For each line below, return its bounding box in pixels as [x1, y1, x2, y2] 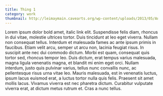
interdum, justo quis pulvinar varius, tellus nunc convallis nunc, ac [5, 65, 137, 71]
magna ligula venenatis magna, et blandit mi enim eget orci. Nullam [5, 60, 139, 66]
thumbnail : [5, 16, 27, 21]
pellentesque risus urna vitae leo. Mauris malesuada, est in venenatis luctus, [5, 70, 158, 76]
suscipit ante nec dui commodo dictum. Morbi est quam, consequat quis [5, 50, 149, 55]
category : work [5, 12, 36, 16]
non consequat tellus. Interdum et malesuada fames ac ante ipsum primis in [5, 40, 156, 45]
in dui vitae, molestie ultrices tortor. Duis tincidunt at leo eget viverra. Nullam [5, 34, 158, 40]
